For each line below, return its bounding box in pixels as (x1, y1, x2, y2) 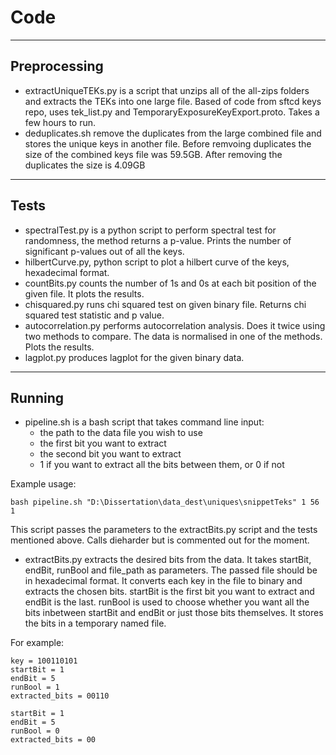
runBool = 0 (10, 726, 60, 736)
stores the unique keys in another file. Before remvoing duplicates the (24, 137, 312, 150)
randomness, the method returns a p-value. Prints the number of (24, 234, 292, 246)
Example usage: (10, 478, 77, 490)
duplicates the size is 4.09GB (24, 159, 146, 171)
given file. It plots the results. (24, 287, 145, 300)
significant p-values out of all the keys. (24, 245, 185, 257)
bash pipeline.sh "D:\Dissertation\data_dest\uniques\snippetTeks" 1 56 (10, 497, 320, 508)
